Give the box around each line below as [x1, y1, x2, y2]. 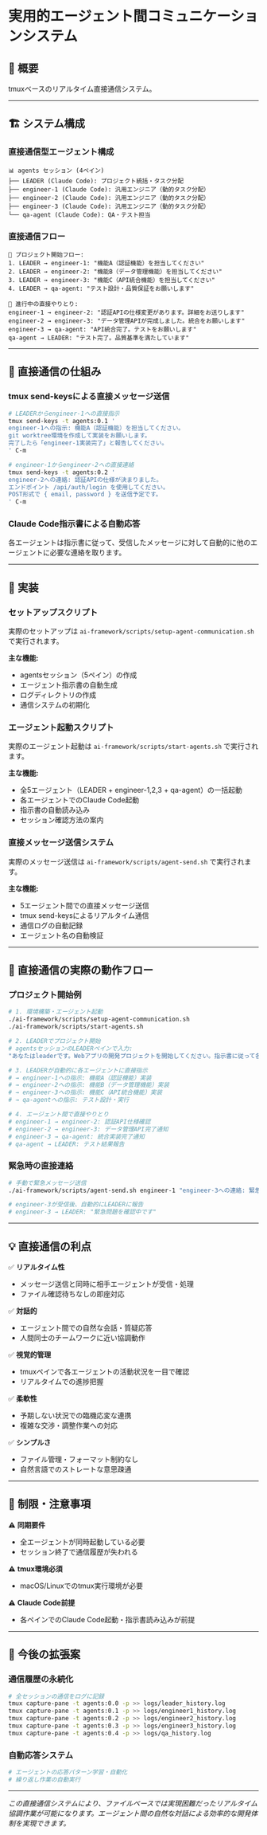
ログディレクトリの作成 [19, 690, 97, 700]
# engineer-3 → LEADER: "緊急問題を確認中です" [8, 1208, 157, 1216]
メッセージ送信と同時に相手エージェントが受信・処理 [19, 1280, 195, 1289]
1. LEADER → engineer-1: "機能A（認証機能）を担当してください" [8, 259, 205, 267]
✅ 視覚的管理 [8, 1350, 52, 1359]
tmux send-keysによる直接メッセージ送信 [8, 391, 170, 402]
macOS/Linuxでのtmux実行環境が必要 [19, 1581, 143, 1590]
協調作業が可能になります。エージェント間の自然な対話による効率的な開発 [8, 1808, 251, 1817]
